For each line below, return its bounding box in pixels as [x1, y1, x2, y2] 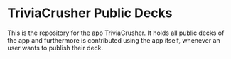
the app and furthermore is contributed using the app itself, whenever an [7, 36, 220, 44]
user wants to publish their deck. [7, 43, 104, 52]
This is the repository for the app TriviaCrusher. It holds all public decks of [7, 28, 225, 37]
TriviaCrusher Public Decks [7, 5, 173, 21]
